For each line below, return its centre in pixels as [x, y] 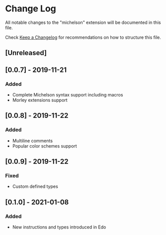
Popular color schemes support [44, 146]
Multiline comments [33, 141]
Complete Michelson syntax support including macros [68, 95]
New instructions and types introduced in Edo [59, 227]
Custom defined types [35, 186]
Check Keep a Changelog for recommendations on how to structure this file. [83, 37]
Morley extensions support [40, 100]
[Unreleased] [26, 53]
